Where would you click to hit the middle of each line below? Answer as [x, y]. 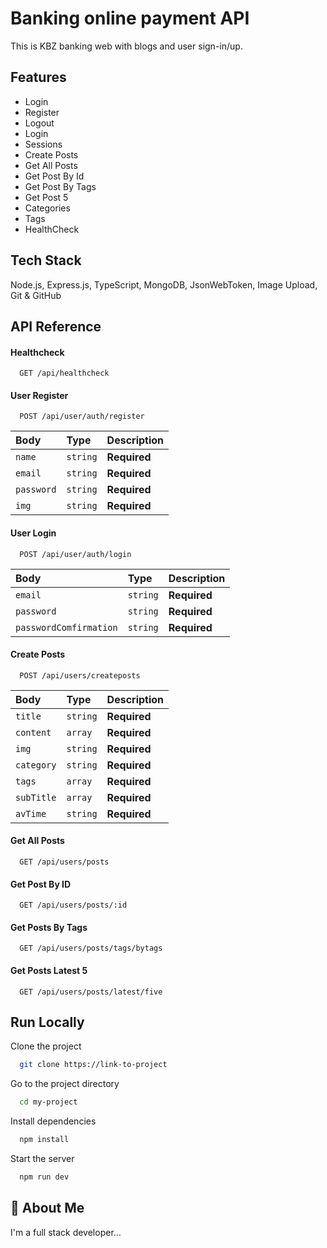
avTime [31, 813]
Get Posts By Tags [49, 927]
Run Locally [47, 1022]
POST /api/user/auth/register [82, 417]
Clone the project [46, 1046]
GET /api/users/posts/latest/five [91, 992]
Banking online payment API [130, 18]
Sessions [43, 144]
